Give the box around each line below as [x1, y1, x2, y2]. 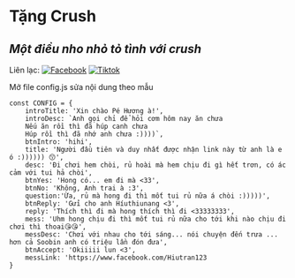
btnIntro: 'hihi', [25, 138, 93, 147]
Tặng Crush [9, 6, 97, 26]
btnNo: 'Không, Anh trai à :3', [25, 184, 144, 192]
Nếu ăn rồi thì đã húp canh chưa [25, 122, 148, 131]
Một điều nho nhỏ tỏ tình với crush [9, 41, 201, 56]
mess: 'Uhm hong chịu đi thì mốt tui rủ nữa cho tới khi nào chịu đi [25, 214, 287, 223]
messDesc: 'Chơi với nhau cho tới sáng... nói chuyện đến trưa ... [25, 230, 278, 239]
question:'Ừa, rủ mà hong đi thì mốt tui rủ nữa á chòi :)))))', [25, 192, 271, 200]
